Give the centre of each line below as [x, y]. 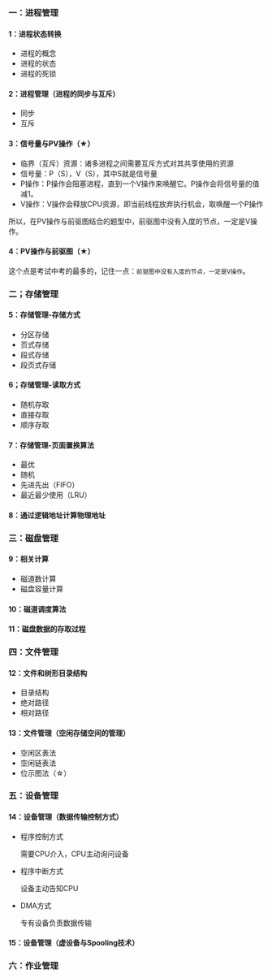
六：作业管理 [34, 966]
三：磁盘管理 [34, 538]
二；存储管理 [34, 294]
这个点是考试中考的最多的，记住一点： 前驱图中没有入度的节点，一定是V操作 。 [129, 270]
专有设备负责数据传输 [56, 923]
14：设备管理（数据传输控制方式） [66, 817]
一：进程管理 [34, 12]
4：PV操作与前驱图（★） [52, 251]
